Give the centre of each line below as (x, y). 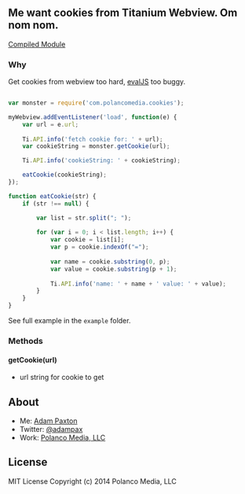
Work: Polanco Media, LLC (62, 438)
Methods (26, 341)
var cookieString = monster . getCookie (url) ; (96, 146)
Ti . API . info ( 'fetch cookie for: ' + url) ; (93, 139)
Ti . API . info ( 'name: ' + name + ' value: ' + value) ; (138, 284)
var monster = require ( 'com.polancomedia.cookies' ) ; (96, 103)
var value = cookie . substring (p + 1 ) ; (113, 269)
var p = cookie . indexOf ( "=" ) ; (99, 247)
